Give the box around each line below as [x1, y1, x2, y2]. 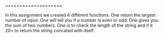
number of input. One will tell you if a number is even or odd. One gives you [5, 18, 159, 23]
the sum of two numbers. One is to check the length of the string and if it [5, 22, 153, 28]
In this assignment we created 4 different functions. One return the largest [5, 12, 156, 18]
